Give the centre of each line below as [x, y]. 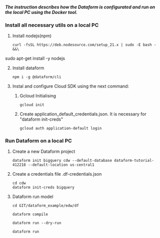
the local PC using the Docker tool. [41, 12]
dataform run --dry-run [37, 223]
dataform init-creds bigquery [43, 188]
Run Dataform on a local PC [39, 141]
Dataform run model [33, 197]
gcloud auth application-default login [61, 128]
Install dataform [28, 68]
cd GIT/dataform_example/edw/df [45, 206]
